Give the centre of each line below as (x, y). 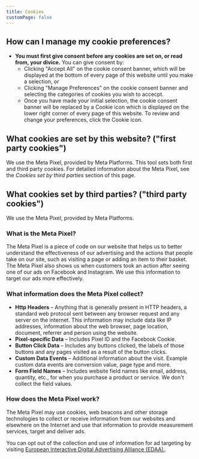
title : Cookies (25, 12)
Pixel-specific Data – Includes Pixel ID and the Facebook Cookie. (96, 339)
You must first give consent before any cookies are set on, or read (99, 56)
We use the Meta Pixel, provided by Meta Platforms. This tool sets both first (99, 163)
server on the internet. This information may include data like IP (93, 320)
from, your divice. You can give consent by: (70, 62)
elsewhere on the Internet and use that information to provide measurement (100, 425)
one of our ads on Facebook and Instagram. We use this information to (94, 272)
